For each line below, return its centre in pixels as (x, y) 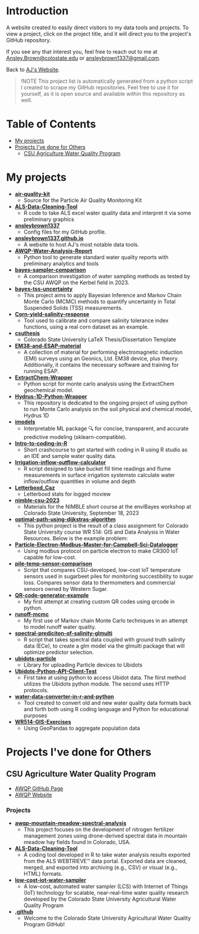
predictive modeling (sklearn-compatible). (75, 437)
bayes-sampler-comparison (50, 270)
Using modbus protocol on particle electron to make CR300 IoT (101, 551)
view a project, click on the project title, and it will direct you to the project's (99, 33)
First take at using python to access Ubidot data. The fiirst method (105, 677)
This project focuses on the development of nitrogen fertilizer (99, 830)
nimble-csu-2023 (37, 500)
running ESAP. (41, 371)
